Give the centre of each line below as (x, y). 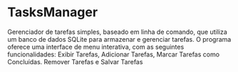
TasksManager (53, 12)
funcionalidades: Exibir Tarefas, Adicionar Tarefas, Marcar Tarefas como (113, 54)
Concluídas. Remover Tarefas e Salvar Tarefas (75, 61)
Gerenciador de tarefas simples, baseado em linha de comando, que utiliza (118, 32)
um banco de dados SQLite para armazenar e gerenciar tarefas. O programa (119, 39)
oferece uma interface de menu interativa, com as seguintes (96, 47)
